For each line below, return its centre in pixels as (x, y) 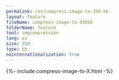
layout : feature (26, 17)
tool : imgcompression (33, 33)
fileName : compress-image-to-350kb (50, 22)
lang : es (17, 38)
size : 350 (18, 44)
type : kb (17, 49)
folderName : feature (31, 28)
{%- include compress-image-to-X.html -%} (59, 71)
